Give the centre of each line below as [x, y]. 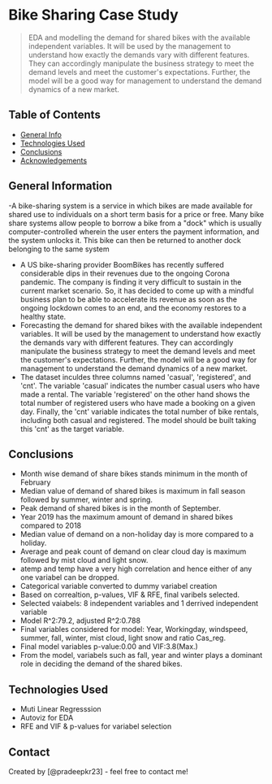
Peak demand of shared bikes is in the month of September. [120, 508]
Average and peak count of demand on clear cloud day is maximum [133, 551]
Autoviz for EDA [47, 718]
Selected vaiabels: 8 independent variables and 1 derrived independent [139, 603]
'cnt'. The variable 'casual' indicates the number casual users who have [140, 385]
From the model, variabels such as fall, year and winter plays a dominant [141, 656]
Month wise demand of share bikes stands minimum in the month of [134, 474]
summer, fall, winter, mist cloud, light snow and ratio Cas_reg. [123, 638]
